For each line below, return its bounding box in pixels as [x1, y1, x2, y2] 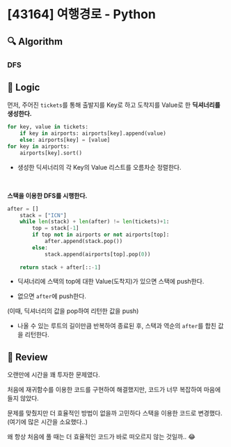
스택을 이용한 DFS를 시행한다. [7, 191, 88, 200]
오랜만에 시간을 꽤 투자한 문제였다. [7, 371, 100, 379]
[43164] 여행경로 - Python [7, 6, 157, 22]
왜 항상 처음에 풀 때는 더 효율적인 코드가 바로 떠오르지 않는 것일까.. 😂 [7, 432, 196, 441]
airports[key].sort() [19, 149, 82, 156]
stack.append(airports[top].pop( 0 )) [44, 251, 151, 258]
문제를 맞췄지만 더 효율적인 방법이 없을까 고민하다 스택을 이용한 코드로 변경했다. [7, 409, 223, 418]
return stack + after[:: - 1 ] [19, 263, 101, 271]
